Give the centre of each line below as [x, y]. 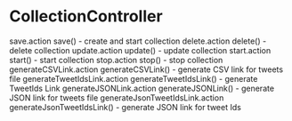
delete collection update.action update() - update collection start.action [140, 50]
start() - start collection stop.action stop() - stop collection [116, 60]
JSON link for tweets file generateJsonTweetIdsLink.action [117, 97]
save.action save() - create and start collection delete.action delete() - [138, 41]
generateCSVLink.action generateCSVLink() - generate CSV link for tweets [146, 69]
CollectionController [86, 16]
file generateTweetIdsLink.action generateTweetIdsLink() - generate [134, 78]
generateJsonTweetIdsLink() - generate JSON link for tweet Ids [126, 107]
